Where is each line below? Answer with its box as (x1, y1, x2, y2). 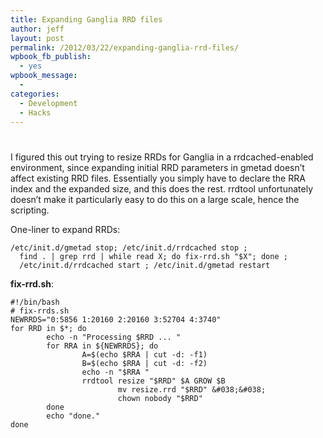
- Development (19, 98, 78, 108)
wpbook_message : (10, 71, 78, 81)
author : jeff (10, 24, 65, 34)
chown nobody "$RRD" (117, 393, 203, 403)
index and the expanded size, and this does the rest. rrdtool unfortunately (10, 182, 314, 195)
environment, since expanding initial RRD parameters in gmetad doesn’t (10, 161, 305, 173)
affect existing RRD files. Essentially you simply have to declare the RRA (10, 172, 306, 184)
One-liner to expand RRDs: (10, 223, 121, 235)
